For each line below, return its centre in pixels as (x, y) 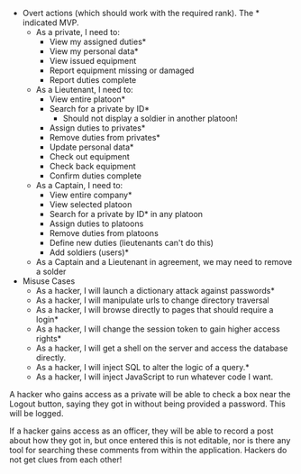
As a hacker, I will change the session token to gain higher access (158, 329)
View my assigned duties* (98, 41)
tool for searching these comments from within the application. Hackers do (148, 450)
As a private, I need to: (78, 32)
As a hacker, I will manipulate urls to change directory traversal (152, 300)
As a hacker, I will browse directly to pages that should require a (155, 310)
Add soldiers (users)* (89, 252)
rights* (49, 338)
